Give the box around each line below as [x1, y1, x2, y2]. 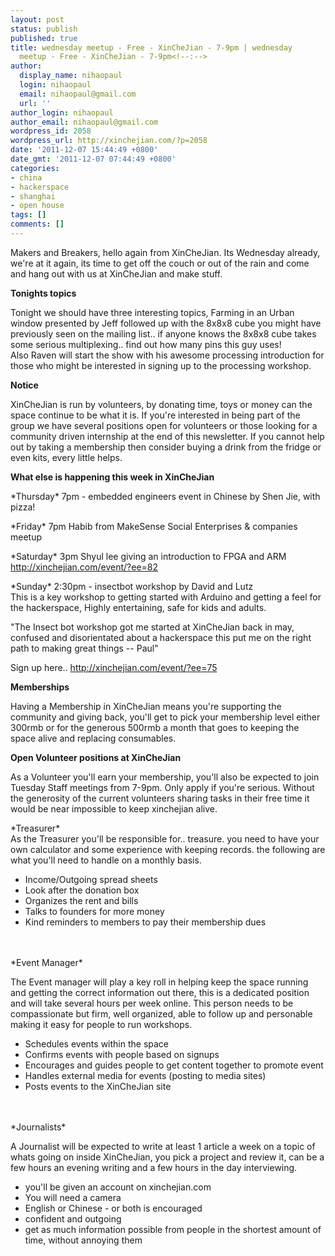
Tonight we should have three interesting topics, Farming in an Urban [10, 306, 295, 318]
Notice [10, 379, 39, 391]
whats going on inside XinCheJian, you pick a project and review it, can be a [10, 1151, 325, 1163]
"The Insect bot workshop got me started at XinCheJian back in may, [10, 621, 295, 633]
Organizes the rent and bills [24, 894, 139, 906]
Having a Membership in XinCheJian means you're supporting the [10, 700, 282, 712]
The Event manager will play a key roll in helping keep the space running [10, 976, 309, 988]
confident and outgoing [24, 1212, 122, 1225]
